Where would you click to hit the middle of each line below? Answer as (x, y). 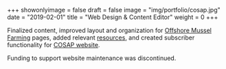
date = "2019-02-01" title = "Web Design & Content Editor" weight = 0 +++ (113, 17)
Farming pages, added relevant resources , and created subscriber (101, 38)
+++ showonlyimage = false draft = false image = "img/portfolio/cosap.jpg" (114, 10)
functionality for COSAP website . (54, 45)
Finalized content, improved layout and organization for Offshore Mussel (109, 30)
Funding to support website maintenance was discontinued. (92, 58)
